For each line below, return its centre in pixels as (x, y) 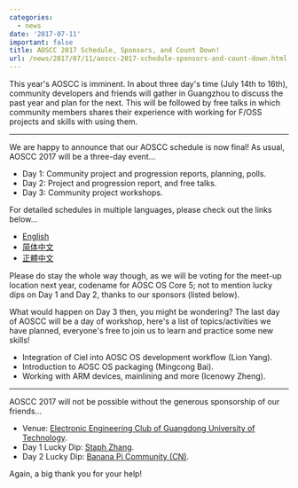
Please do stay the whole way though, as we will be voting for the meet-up (145, 275)
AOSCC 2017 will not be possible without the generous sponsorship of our (145, 401)
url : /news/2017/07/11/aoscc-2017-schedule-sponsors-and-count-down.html (149, 59)
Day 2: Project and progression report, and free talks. (119, 183)
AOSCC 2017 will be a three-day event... (82, 157)
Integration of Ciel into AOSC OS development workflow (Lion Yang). (147, 357)
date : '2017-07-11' (45, 34)
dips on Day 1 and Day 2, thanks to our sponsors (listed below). (125, 295)
